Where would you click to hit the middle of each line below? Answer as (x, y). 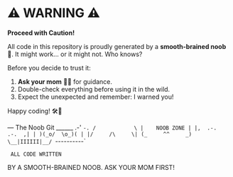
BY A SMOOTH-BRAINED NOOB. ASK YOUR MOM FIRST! (91, 167)
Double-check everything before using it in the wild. (94, 89)
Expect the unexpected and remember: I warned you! (96, 97)
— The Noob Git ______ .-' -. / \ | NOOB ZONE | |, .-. (112, 127)
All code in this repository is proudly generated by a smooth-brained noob (117, 46)
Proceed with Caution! (41, 33)
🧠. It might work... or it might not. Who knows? (75, 54)
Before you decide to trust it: (49, 68)
